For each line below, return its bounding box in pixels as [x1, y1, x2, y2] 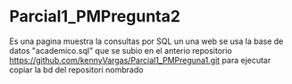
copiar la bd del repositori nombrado [9, 64, 144, 75]
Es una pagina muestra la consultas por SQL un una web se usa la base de [9, 36, 284, 46]
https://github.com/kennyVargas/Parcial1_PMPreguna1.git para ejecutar [9, 55, 271, 65]
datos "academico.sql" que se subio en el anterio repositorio [9, 45, 232, 55]
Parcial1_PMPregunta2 [9, 6, 181, 27]
